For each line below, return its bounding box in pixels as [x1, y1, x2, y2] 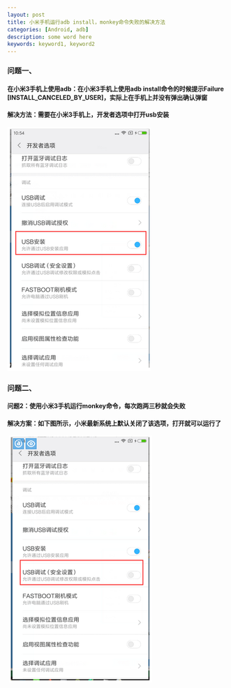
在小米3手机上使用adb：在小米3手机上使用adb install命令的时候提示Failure [7, 84, 225, 93]
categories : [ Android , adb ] [7, 26, 89, 33]
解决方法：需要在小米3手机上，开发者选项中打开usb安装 [7, 110, 170, 119]
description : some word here [7, 33, 92, 40]
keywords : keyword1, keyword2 [7, 40, 96, 48]
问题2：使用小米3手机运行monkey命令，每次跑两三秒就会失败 [7, 402, 186, 410]
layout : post [7, 11, 45, 18]
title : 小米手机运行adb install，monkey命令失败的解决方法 [7, 18, 166, 26]
